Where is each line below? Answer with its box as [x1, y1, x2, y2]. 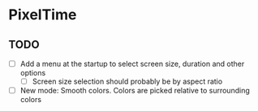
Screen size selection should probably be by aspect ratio [32, 76, 223, 86]
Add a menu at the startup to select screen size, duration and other [19, 59, 245, 68]
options [19, 68, 46, 78]
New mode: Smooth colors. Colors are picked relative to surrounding [19, 86, 250, 96]
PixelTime [8, 6, 77, 24]
